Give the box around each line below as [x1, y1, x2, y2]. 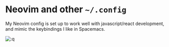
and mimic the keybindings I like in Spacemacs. [5, 26, 105, 32]
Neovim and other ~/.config [5, 4, 126, 15]
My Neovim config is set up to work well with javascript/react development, [5, 20, 165, 27]
